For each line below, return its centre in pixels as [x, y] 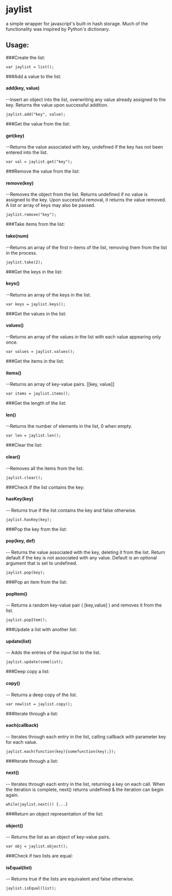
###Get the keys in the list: [34, 272]
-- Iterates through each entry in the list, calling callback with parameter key [86, 737]
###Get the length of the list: [36, 403]
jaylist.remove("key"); [31, 215]
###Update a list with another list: [41, 630]
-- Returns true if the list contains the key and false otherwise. [71, 510]
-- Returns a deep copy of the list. [41, 695]
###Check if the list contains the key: [45, 487]
